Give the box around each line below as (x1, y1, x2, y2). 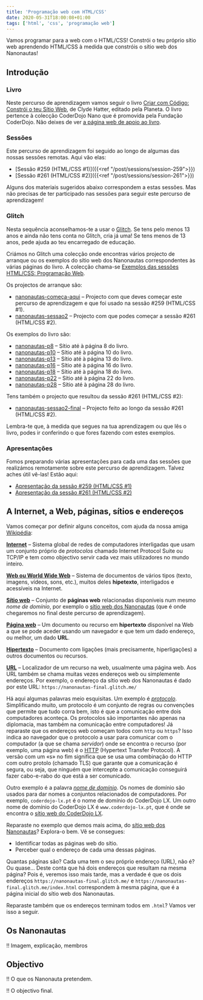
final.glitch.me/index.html (6, 884, 78, 891)
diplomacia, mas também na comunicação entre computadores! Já (6, 721, 173, 728)
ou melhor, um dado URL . (6, 634, 70, 641)
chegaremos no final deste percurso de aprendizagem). (6, 609, 145, 616)
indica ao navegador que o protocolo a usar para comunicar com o (6, 733, 173, 741)
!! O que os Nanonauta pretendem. (6, 975, 93, 982)
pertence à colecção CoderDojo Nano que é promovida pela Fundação (6, 112, 183, 119)
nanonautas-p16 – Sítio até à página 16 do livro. (15, 361, 133, 368)
